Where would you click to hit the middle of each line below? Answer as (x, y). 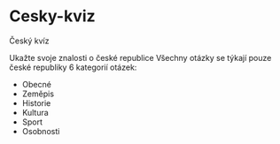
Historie (36, 102)
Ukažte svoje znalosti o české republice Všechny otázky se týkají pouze (140, 57)
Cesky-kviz (52, 16)
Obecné (36, 84)
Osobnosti (41, 131)
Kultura (35, 112)
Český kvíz (29, 41)
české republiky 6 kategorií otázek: (73, 67)
